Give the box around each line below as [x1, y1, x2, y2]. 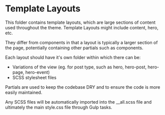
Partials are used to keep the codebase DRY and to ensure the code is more [5, 84, 161, 90]
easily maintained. [5, 89, 42, 95]
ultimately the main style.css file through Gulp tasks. [5, 104, 113, 110]
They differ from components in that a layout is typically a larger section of [5, 39, 158, 45]
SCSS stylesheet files [12, 74, 57, 80]
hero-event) [25, 69, 50, 75]
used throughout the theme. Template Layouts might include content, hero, [5, 24, 159, 30]
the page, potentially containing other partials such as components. [5, 45, 144, 51]
